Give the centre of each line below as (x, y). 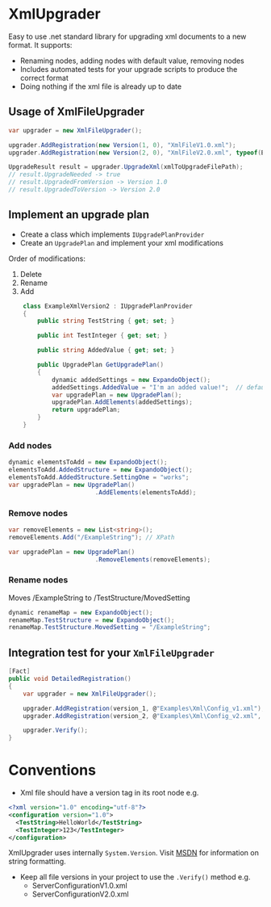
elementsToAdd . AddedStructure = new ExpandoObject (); (101, 470)
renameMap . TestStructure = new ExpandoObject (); (92, 620)
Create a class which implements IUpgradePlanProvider (112, 234)
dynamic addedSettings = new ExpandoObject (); (131, 380)
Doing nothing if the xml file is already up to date (101, 86)
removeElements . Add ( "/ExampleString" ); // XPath (92, 537)
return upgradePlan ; (86, 410)
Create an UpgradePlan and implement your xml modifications (122, 242)
